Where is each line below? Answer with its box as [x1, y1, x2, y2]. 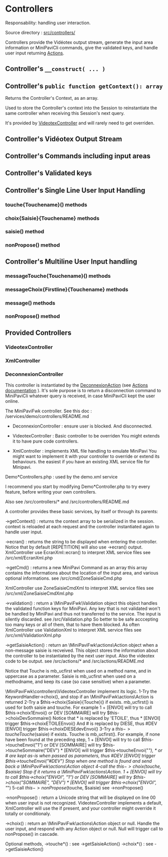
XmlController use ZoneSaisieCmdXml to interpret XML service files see [5, 585, 154, 591]
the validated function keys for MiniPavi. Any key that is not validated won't [5, 605, 160, 611]
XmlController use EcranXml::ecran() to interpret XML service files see [5, 549, 151, 555]
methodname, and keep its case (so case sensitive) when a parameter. [5, 679, 151, 685]
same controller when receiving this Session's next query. [5, 110, 125, 116]
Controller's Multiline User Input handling [5, 257, 137, 266]
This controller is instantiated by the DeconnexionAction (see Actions [5, 382, 148, 388]
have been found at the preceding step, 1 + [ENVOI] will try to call [5, 737, 140, 743]
